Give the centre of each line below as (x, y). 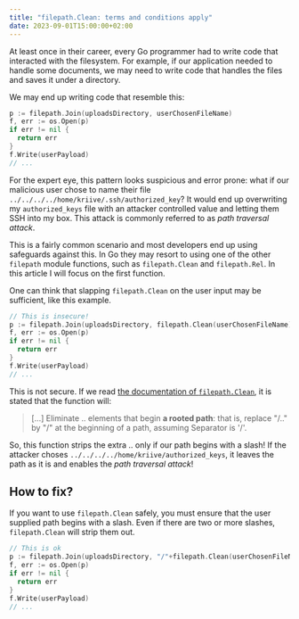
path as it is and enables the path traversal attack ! (101, 464)
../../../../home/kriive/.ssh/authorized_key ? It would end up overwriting (148, 199)
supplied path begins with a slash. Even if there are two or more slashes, (142, 523)
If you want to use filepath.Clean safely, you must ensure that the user (140, 513)
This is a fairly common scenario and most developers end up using (133, 244)
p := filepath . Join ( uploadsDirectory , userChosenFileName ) (121, 113)
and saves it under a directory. (65, 79)
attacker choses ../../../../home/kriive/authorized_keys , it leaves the (141, 454)
